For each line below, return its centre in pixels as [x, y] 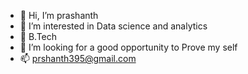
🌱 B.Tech [38, 36]
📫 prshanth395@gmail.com [78, 58]
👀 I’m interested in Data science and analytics [113, 26]
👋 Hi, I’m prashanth [59, 15]
